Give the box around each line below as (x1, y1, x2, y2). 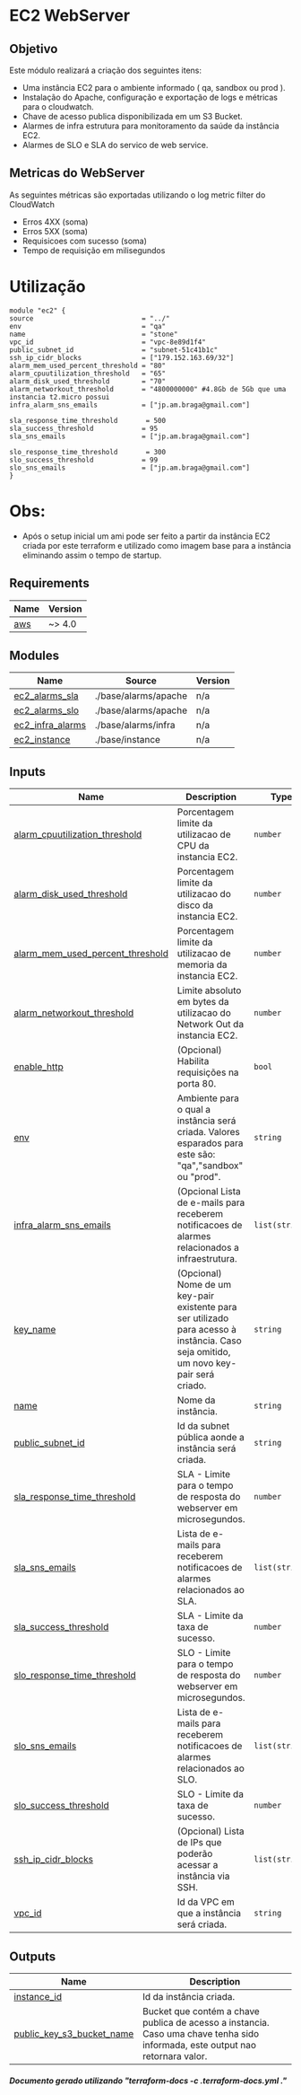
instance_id (13, 1990, 63, 2003)
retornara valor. (142, 2049, 208, 2062)
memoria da (176, 958, 228, 971)
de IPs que (176, 1836, 222, 1849)
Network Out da (176, 1018, 245, 1031)
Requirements (9, 576, 90, 591)
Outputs (9, 1949, 56, 1964)
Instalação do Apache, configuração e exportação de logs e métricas (21, 92, 278, 102)
